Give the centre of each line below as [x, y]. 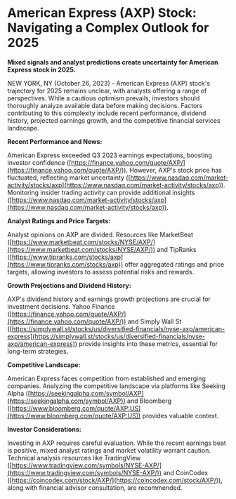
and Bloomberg [149, 401]
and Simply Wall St [155, 321]
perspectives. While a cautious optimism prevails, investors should [104, 98]
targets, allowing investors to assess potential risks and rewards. [101, 272]
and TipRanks [177, 249]
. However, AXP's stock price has [174, 170]
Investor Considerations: [45, 429]
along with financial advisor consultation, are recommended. [95, 487]
